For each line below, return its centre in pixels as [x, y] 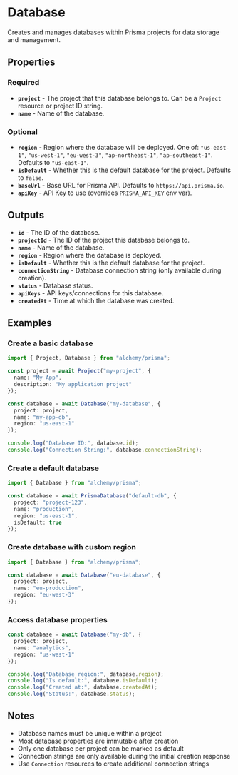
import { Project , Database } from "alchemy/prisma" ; [89, 358]
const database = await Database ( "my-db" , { [74, 635]
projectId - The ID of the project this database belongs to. [104, 240]
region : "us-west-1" [44, 654]
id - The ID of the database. [59, 232]
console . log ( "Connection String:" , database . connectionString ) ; [105, 450]
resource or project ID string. [60, 106]
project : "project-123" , [51, 502]
